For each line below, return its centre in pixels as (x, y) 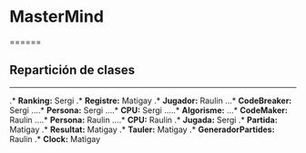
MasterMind (57, 17)
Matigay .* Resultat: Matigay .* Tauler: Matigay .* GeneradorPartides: (142, 129)
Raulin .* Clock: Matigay (55, 139)
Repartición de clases (72, 70)
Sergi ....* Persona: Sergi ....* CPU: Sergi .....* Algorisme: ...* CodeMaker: (149, 110)
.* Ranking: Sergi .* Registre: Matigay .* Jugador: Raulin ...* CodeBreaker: (151, 100)
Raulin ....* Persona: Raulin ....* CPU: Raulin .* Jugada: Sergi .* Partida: (143, 120)
